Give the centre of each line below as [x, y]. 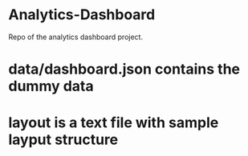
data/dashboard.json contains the [124, 69]
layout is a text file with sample [114, 123]
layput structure [63, 140]
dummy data [51, 86]
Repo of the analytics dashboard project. [75, 37]
